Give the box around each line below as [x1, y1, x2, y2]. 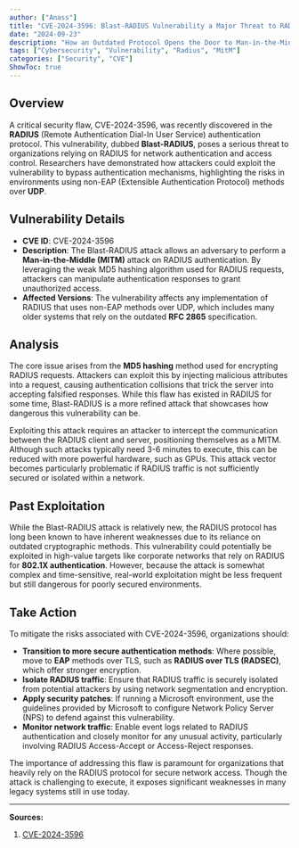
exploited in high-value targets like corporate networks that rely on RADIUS [9, 550, 285, 562]
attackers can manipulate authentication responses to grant [21, 273, 241, 284]
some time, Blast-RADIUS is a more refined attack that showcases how [9, 399, 269, 409]
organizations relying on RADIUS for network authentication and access [9, 148, 273, 159]
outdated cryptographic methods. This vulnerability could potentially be [9, 541, 272, 552]
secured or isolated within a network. [9, 473, 145, 483]
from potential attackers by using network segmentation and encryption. [21, 683, 288, 694]
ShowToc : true [9, 63, 62, 72]
